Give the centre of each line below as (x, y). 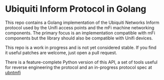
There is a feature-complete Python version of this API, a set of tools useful (82, 62)
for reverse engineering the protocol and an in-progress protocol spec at (79, 67)
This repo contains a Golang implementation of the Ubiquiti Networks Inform (82, 22)
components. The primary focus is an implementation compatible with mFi (80, 33)
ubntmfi (13, 72)
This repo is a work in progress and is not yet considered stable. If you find (81, 47)
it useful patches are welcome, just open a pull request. (61, 53)
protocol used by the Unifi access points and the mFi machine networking (80, 27)
